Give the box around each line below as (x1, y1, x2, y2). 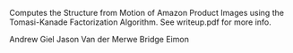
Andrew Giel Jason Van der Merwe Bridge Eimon (9, 34, 190, 44)
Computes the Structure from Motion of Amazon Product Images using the (9, 8, 285, 18)
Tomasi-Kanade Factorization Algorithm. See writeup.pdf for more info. (9, 17, 271, 27)
